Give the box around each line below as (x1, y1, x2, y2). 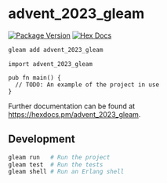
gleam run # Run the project (8, 153, 111, 161)
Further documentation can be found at (8, 101, 136, 111)
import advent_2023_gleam (8, 60, 93, 68)
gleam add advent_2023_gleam (8, 46, 103, 53)
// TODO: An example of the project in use (15, 80, 159, 89)
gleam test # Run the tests (8, 160, 103, 169)
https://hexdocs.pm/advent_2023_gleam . (8, 109, 141, 119)
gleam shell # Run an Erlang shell (8, 168, 125, 176)
